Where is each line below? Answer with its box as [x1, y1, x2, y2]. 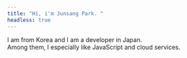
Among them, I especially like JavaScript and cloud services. [7, 43, 181, 51]
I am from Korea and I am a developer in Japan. [7, 35, 143, 43]
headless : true [7, 17, 51, 23]
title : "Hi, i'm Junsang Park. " [7, 10, 104, 17]
